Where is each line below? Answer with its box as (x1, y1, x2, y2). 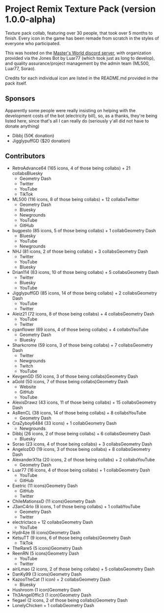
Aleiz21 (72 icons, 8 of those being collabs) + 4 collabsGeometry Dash (12, 311, 155, 317)
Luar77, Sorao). (5, 65, 36, 72)
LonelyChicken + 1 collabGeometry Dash (12, 602, 94, 608)
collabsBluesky (12, 170, 43, 176)
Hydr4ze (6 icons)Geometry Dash (12, 529, 81, 535)
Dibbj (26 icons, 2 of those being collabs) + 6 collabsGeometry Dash (12, 430, 151, 437)
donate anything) (5, 123, 40, 129)
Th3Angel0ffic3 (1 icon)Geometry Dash (12, 592, 92, 598)
